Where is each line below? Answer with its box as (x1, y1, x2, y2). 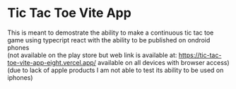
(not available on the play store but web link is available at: (7, 51, 177, 59)
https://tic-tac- (178, 51, 222, 59)
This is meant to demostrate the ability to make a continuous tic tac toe (7, 28, 214, 37)
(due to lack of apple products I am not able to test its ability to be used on (7, 66, 224, 74)
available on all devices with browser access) (98, 58, 230, 66)
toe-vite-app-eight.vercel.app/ (7, 58, 97, 66)
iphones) (7, 73, 33, 82)
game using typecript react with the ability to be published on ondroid (7, 35, 211, 44)
